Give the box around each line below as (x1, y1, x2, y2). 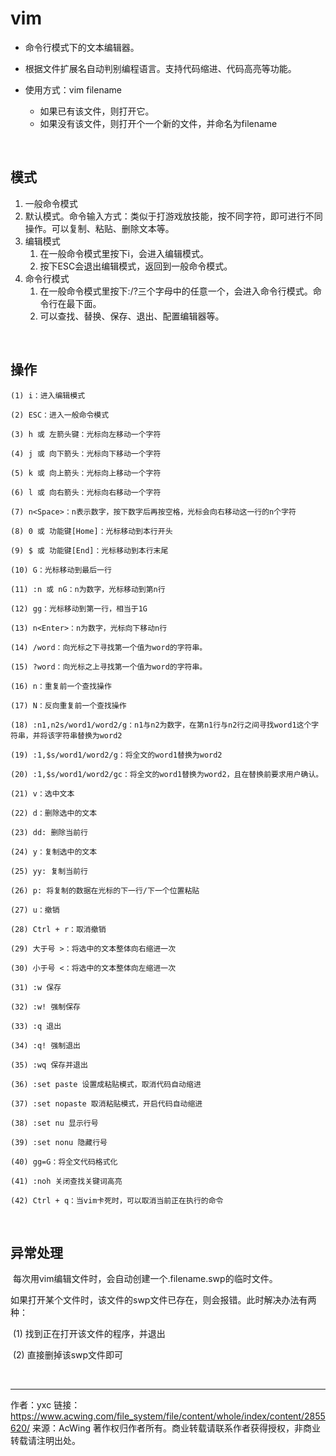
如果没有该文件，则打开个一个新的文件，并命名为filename (39, 117, 278, 129)
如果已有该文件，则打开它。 (39, 105, 155, 117)
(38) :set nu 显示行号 (10, 1118, 99, 1128)
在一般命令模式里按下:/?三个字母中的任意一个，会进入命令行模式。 (39, 285, 313, 297)
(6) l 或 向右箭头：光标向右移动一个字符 (10, 487, 162, 497)
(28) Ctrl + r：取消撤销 (10, 924, 107, 934)
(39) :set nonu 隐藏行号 (10, 1137, 108, 1147)
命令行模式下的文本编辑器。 (24, 41, 140, 53)
